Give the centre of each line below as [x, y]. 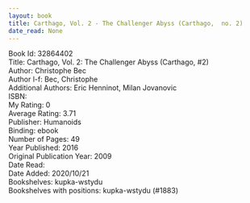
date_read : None [35, 31]
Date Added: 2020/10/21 [49, 173]
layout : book [30, 16]
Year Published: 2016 [44, 148]
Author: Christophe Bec [48, 71]
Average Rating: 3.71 [42, 114]
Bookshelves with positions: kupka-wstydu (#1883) [94, 191]
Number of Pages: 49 [44, 139]
